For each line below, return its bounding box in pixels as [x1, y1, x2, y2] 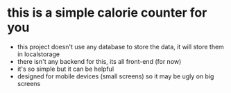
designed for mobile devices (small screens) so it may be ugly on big [17, 71, 214, 81]
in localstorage [17, 50, 60, 58]
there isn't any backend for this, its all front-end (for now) [17, 57, 182, 65]
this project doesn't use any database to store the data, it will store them [17, 42, 224, 51]
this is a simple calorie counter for [7, 5, 207, 21]
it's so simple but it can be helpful [17, 65, 114, 73]
